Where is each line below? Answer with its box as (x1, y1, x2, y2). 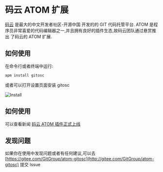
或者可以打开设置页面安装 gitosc (5, 82, 70, 88)
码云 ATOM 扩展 (5, 4, 69, 16)
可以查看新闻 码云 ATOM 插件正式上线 (5, 121, 81, 127)
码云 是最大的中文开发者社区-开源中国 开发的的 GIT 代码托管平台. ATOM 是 (5, 21, 154, 27)
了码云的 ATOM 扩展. (10, 34, 52, 39)
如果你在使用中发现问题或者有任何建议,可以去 (5, 151, 96, 156)
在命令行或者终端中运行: (5, 63, 53, 69)
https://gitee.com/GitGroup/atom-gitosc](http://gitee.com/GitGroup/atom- (6, 156, 154, 162)
